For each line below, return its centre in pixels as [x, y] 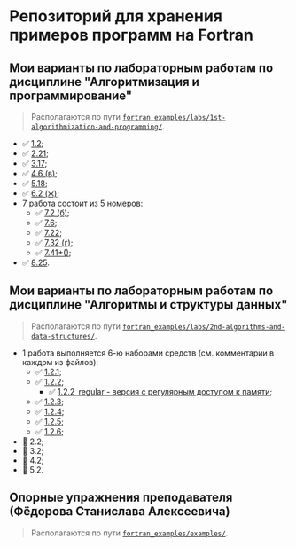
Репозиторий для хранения [116, 16]
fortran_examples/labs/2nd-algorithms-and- [204, 327]
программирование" [71, 95]
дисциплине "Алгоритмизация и [104, 82]
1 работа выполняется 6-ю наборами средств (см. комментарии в [148, 353]
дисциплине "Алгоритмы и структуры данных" [148, 305]
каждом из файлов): [60, 362]
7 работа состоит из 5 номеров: [82, 203]
